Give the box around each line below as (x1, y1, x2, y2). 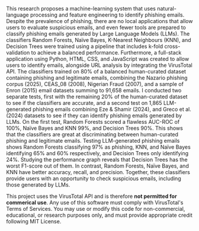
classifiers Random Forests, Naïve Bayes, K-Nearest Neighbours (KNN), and (6, 37, 191, 43)
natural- (156, 5, 176, 12)
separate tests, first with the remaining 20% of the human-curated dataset (6, 93, 188, 100)
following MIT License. (6, 218, 62, 224)
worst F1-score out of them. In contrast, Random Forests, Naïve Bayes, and (6, 162, 190, 169)
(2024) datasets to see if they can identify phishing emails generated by (6, 112, 182, 119)
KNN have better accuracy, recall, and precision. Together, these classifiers (6, 169, 191, 175)
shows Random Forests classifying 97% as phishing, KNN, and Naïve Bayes (6, 143, 191, 150)
